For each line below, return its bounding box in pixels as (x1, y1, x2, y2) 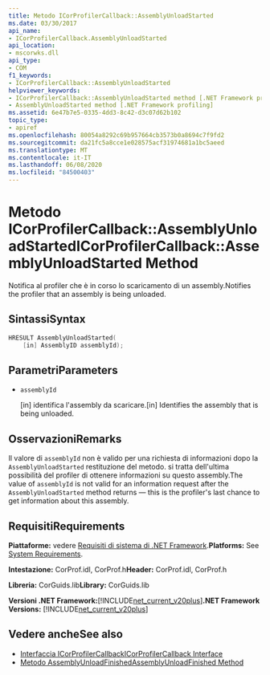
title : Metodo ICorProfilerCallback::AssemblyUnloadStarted (8, 11, 215, 20)
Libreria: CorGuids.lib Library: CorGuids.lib (8, 579, 150, 590)
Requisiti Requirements (8, 519, 125, 533)
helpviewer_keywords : (8, 86, 81, 95)
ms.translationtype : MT (8, 146, 88, 154)
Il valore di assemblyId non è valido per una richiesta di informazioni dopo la (8, 453, 259, 463)
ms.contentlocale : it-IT (8, 153, 92, 161)
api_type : (8, 57, 42, 65)
